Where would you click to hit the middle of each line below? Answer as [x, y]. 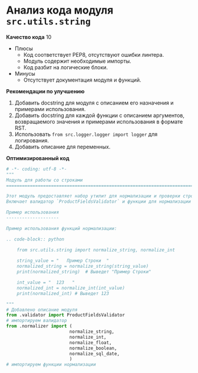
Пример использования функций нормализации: [62, 228]
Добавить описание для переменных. [62, 147]
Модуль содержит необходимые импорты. [77, 61]
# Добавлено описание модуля [42, 310]
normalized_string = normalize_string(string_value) [83, 267]
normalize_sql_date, [94, 353]
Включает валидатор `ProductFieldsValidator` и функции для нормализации [99, 202]
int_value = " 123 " [46, 283]
